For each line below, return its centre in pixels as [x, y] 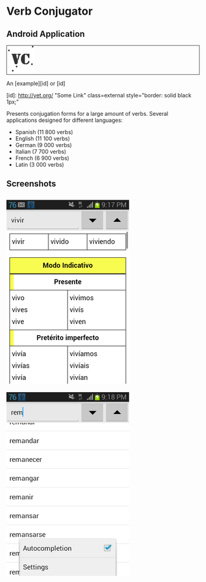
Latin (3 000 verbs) [40, 164]
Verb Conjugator [50, 11]
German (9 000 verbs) [44, 145]
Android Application [46, 34]
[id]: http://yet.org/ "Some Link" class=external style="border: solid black [99, 95]
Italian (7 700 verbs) [40, 152]
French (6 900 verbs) [42, 158]
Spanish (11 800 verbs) [44, 132]
